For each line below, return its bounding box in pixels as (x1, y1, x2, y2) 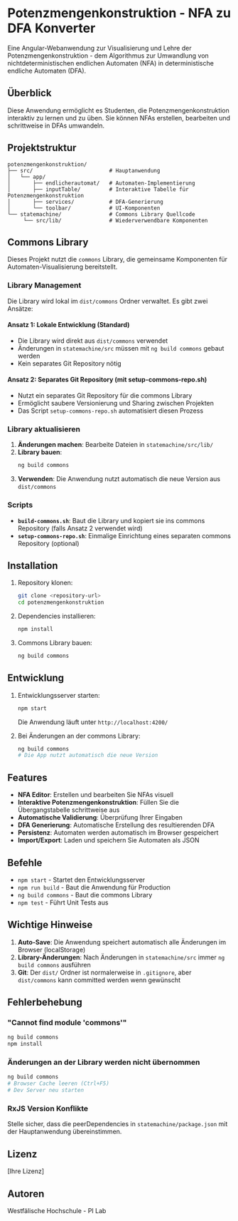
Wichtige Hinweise (7, 919, 93, 931)
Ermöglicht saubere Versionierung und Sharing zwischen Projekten (17, 399, 215, 408)
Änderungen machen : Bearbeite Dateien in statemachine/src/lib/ (17, 441, 214, 449)
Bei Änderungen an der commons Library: (17, 731, 141, 740)
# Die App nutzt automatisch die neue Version (17, 752, 158, 759)
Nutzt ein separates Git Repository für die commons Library (17, 391, 193, 400)
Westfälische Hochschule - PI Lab (7, 1207, 107, 1215)
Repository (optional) (17, 539, 80, 547)
